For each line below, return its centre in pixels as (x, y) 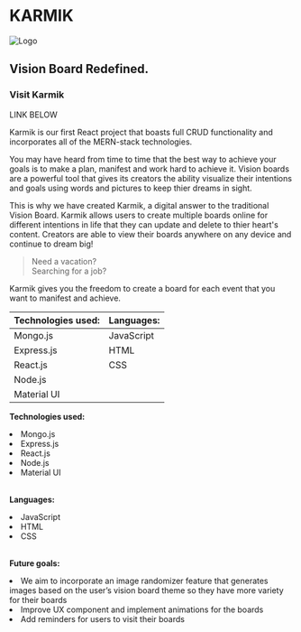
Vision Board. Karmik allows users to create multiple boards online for (139, 215)
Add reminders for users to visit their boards (103, 618)
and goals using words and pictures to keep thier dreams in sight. (131, 188)
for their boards (38, 599)
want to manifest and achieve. (65, 298)
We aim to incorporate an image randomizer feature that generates (145, 581)
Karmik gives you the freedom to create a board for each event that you (142, 288)
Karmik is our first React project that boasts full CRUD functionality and (141, 132)
